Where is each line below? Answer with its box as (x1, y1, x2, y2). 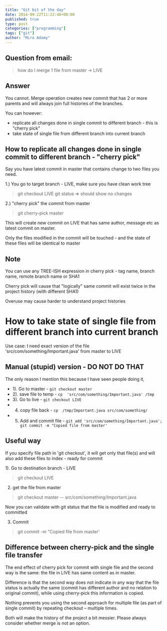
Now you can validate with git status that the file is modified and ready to (5, 504, 156, 510)
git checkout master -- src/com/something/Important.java (17, 494, 136, 500)
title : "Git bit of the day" (5, 7, 66, 13)
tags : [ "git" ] (5, 31, 35, 36)
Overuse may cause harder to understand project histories (5, 298, 126, 304)
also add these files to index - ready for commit (5, 455, 103, 461)
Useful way (5, 437, 41, 445)
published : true (5, 17, 39, 22)
